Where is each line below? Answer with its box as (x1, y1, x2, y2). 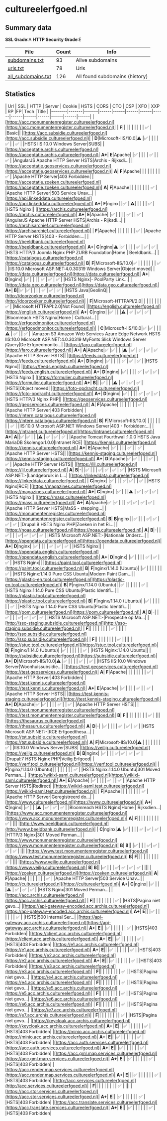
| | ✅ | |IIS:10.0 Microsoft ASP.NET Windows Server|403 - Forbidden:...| (5, 422, 152, 429)
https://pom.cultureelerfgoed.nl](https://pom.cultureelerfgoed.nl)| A (6, 609, 146, 615)
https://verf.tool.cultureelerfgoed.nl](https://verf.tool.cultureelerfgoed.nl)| (6, 761, 157, 767)
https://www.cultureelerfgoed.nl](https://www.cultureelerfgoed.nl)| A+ (6, 799, 151, 805)
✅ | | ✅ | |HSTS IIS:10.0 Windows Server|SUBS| (5, 140, 102, 146)
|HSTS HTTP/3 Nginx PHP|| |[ (5, 396, 66, 402)
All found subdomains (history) (76, 73, 148, 80)
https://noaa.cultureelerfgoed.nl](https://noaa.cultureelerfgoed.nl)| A (6, 527, 148, 533)
